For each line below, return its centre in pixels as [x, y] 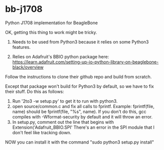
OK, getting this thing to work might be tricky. [51, 32]
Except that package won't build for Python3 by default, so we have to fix [80, 86]
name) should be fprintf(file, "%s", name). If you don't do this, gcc [79, 112]
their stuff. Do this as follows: [35, 91]
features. [21, 47]
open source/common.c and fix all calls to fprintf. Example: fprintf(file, [83, 106]
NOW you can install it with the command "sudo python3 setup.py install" [80, 142]
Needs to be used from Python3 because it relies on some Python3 [81, 42]
